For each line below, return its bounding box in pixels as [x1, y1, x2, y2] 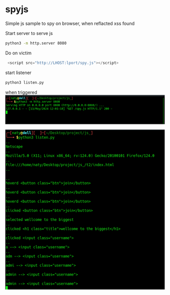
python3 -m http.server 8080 [5, 41, 67, 46]
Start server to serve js [5, 30, 53, 36]
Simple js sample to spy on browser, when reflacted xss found [5, 20, 135, 26]
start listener [5, 70, 32, 76]
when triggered [5, 89, 37, 95]
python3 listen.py [5, 80, 44, 85]
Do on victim [5, 50, 32, 56]
